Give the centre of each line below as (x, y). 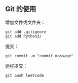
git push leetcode (25, 75)
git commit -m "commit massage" (39, 56)
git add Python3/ (24, 36)
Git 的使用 (21, 9)
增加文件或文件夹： (25, 22)
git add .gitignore (26, 32)
